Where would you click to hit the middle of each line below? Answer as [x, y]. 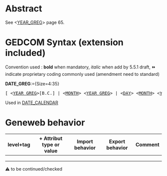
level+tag [19, 144]
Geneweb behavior [45, 123]
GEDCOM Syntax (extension [64, 42]
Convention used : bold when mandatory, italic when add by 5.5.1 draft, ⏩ [81, 67]
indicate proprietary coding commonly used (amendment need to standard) [83, 74]
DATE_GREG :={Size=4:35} [32, 84]
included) [25, 53]
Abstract [24, 9]
